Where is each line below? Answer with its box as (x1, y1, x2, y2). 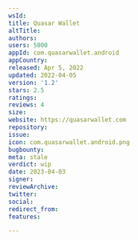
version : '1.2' (8, 78, 59, 86)
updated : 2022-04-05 (8, 71, 77, 79)
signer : (8, 175, 34, 184)
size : (8, 109, 26, 117)
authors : (8, 34, 37, 42)
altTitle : (8, 26, 41, 34)
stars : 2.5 (8, 86, 45, 94)
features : (8, 213, 41, 221)
